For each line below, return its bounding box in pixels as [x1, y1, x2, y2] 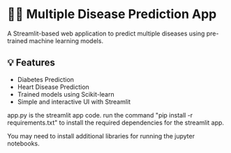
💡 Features [7, 57, 56, 69]
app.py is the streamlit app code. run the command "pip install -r [7, 111, 193, 119]
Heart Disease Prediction [17, 83, 89, 91]
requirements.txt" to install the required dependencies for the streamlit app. [7, 118, 225, 127]
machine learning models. [29, 36, 103, 45]
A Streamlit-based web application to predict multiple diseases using [7, 29, 205, 38]
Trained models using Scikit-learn [17, 90, 114, 98]
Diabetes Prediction [17, 75, 75, 83]
